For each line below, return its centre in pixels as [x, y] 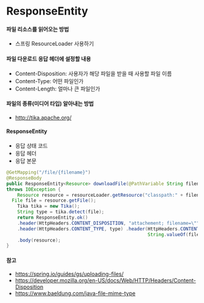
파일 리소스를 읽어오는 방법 [38, 29]
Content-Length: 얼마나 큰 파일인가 [57, 89]
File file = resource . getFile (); [54, 201]
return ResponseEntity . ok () [53, 217]
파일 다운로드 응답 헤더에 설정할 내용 [49, 58]
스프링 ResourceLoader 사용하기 [54, 44]
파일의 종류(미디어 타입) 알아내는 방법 [50, 104]
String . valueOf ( [168, 234]
